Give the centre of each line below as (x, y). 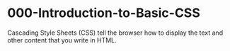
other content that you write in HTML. (62, 40)
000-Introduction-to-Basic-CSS (104, 13)
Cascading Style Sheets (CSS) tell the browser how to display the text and (115, 33)
